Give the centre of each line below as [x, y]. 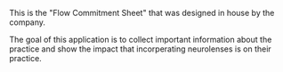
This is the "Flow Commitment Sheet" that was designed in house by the [142, 13]
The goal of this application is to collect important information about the [141, 40]
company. [28, 22]
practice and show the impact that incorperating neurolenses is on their [140, 49]
